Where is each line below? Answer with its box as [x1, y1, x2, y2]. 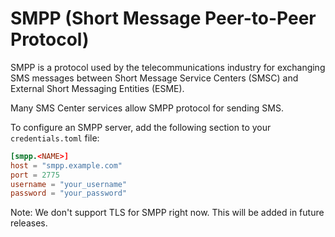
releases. [10, 217, 48, 229]
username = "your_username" [10, 179, 128, 189]
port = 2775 [10, 170, 60, 180]
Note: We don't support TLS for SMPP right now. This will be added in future [10, 207, 325, 219]
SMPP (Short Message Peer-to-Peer [10, 7, 317, 30]
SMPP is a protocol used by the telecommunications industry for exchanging [10, 61, 326, 73]
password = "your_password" [10, 188, 128, 199]
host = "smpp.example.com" [10, 160, 123, 171]
